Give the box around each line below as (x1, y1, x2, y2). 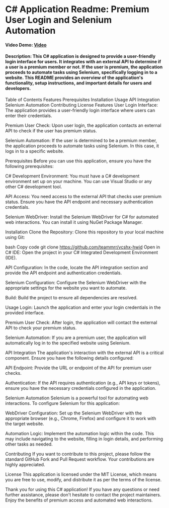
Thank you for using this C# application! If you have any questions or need (5, 486, 160, 492)
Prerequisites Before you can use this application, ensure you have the (5, 157, 152, 164)
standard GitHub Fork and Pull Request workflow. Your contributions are (5, 456, 154, 462)
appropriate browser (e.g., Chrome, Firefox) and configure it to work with (5, 415, 156, 421)
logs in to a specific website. (5, 148, 64, 154)
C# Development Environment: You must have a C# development (5, 173, 140, 179)
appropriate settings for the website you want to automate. (5, 285, 127, 291)
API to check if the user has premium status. (5, 127, 97, 134)
